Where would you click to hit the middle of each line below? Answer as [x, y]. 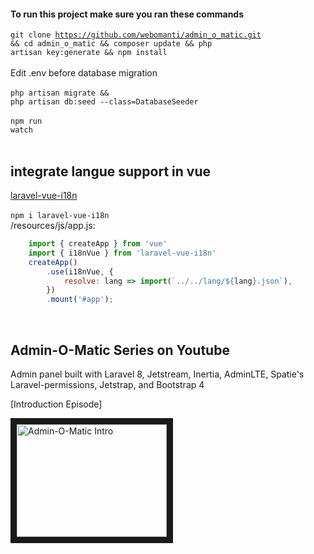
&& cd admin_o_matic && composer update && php [111, 44]
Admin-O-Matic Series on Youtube [120, 350]
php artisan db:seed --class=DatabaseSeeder [104, 102]
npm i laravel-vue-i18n [60, 216]
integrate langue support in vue [110, 171]
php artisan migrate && [60, 93]
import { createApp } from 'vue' [98, 244]
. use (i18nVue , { [80, 271]
